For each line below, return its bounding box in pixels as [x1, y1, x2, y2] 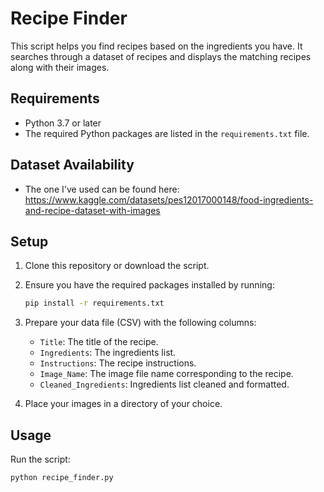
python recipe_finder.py [10, 473, 114, 483]
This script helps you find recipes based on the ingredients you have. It [10, 40, 303, 52]
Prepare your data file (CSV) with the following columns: [24, 317, 257, 329]
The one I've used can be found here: [24, 183, 180, 195]
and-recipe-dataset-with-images [24, 204, 161, 216]
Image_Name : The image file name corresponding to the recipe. [39, 368, 294, 380]
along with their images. [10, 61, 110, 73]
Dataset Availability [10, 157, 135, 174]
